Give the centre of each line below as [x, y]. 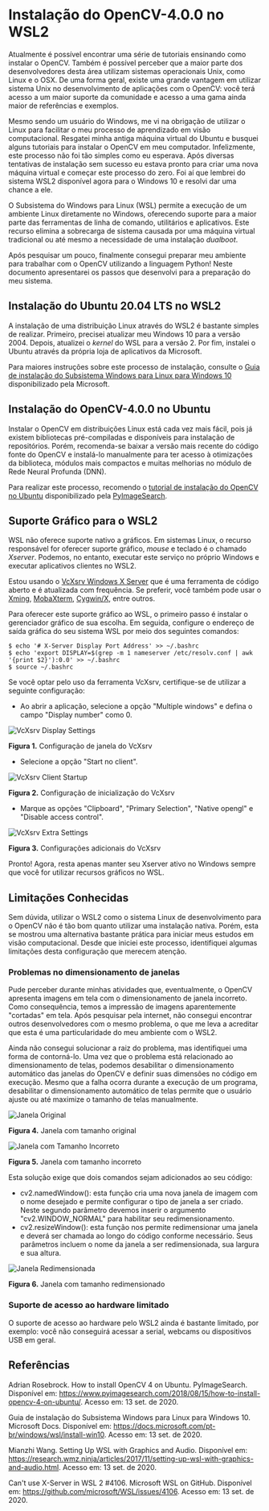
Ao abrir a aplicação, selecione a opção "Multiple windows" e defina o [136, 706]
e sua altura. [41, 1253]
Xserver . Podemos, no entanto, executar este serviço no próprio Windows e [134, 557]
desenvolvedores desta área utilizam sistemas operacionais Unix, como [127, 71]
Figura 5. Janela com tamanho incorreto [75, 1162]
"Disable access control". [62, 817]
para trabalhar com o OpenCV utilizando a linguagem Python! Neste [120, 263]
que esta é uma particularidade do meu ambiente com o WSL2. [113, 1033]
